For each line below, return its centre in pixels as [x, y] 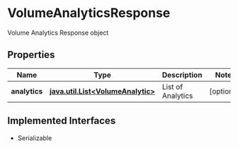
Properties [31, 55]
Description [182, 74]
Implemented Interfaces [62, 121]
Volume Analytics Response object [58, 33]
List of [172, 86]
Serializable [35, 138]
